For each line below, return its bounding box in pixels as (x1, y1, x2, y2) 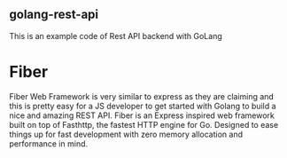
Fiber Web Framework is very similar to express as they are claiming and (9, 91, 275, 101)
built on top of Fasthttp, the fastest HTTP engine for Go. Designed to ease (9, 119, 279, 130)
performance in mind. (9, 138, 89, 149)
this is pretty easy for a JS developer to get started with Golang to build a (9, 100, 276, 111)
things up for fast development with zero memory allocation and (9, 129, 244, 139)
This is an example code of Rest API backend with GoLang (9, 30, 223, 41)
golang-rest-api (9, 7, 99, 22)
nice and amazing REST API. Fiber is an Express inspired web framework (9, 110, 275, 121)
